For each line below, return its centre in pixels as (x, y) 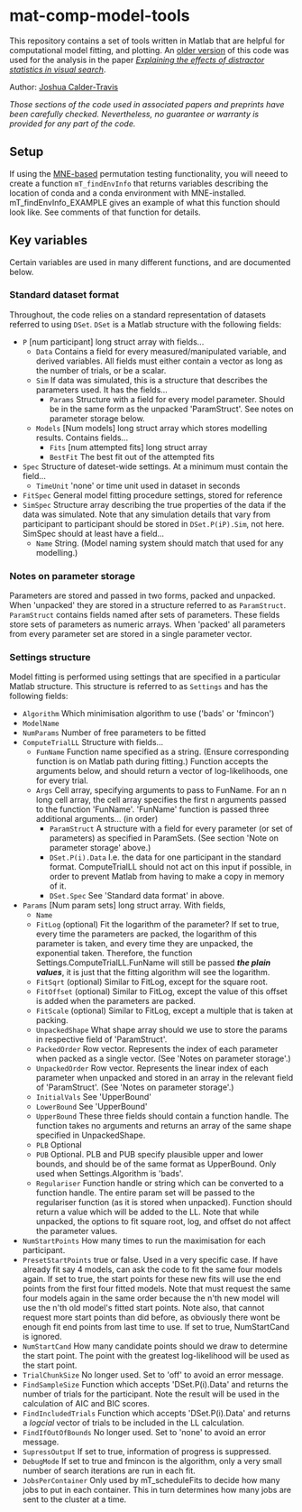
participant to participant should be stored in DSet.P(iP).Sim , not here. (153, 523)
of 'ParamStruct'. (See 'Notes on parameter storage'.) (135, 1087)
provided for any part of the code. (73, 124)
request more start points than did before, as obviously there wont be (151, 1317)
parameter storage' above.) (100, 848)
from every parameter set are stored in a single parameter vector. (131, 634)
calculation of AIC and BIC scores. (86, 1404)
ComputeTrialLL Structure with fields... (93, 742)
